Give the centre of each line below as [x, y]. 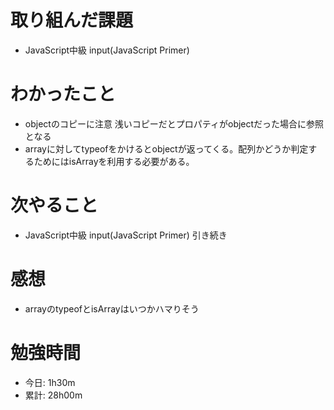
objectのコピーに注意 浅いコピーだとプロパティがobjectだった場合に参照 [174, 123]
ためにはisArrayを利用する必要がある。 [114, 161]
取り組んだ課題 [72, 20]
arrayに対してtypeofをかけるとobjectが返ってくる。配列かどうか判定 [166, 148]
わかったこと [63, 94]
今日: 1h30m [50, 382]
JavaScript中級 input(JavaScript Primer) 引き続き [126, 235]
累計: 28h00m [53, 395]
